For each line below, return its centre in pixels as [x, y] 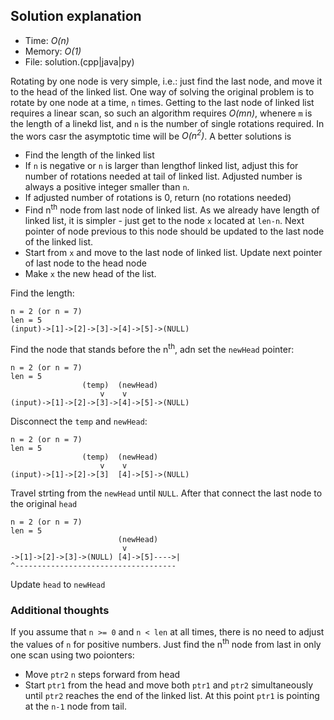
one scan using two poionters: [72, 655]
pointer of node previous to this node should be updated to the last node [174, 231]
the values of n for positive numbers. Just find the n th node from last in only [166, 643]
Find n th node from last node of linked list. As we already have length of [172, 209]
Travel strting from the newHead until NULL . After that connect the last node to [166, 493]
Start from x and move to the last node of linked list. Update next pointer [173, 253]
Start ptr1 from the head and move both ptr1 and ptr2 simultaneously [169, 685]
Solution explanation [76, 16]
